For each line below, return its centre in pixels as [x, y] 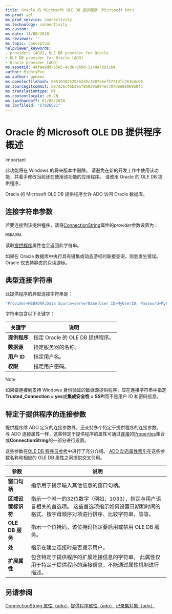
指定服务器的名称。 [57, 347]
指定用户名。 [49, 357]
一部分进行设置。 [71, 440]
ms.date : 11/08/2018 [27, 34]
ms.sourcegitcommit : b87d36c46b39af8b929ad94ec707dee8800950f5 [74, 86]
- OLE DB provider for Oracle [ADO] [44, 58]
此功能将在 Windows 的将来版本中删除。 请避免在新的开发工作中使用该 [80, 170]
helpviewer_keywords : [28, 48]
